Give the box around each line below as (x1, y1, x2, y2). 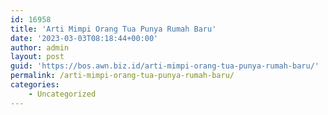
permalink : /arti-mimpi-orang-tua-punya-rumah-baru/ (10, 71, 235, 81)
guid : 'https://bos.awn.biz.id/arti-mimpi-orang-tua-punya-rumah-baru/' (10, 61, 320, 71)
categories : (10, 80, 60, 90)
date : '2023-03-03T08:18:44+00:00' (10, 33, 159, 43)
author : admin (10, 42, 70, 53)
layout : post (10, 52, 65, 62)
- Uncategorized (28, 89, 97, 99)
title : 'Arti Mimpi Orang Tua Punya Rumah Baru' (10, 24, 217, 34)
